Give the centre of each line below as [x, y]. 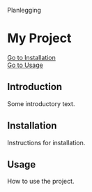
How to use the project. [41, 182]
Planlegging [24, 10]
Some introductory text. [41, 103]
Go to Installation [31, 57]
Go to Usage [25, 65]
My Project [39, 38]
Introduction [35, 87]
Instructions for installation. [46, 142]
